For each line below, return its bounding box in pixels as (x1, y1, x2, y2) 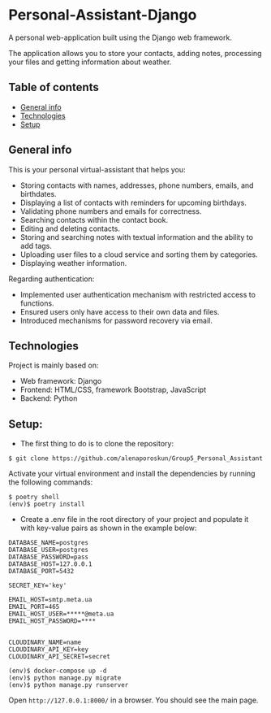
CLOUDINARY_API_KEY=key (8, 646, 89, 654)
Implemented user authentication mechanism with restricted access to (19, 289, 256, 299)
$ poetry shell (8, 493, 60, 502)
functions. (19, 298, 54, 308)
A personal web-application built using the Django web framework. (8, 33, 233, 42)
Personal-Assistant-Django (8, 6, 197, 24)
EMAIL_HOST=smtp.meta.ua (8, 596, 92, 604)
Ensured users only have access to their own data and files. (19, 307, 220, 316)
